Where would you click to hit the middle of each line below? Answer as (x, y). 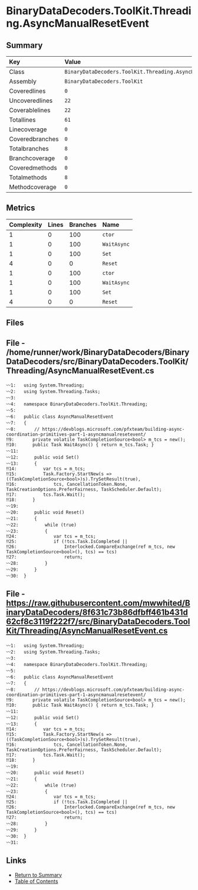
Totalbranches (29, 149)
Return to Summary (38, 875)
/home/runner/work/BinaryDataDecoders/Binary (98, 352)
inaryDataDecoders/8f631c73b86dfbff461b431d (97, 613)
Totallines (22, 120)
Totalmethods (28, 177)
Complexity (26, 225)
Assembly (23, 81)
